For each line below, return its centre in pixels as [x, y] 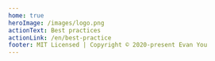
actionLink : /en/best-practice [60, 38]
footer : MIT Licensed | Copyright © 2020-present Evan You [108, 45]
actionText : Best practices [55, 30]
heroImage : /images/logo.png [56, 23]
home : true [26, 15]
